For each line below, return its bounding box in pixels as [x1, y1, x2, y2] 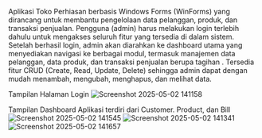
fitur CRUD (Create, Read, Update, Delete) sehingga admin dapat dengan [8, 66, 248, 75]
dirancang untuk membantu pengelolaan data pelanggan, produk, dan [8, 15, 238, 25]
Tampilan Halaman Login [8, 90, 89, 98]
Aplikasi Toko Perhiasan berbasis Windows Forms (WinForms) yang [8, 7, 231, 16]
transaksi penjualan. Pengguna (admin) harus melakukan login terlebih [8, 24, 240, 33]
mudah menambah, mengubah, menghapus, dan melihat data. [8, 75, 213, 83]
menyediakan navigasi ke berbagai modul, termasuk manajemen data [8, 49, 236, 58]
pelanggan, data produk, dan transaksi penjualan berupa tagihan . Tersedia [8, 57, 255, 67]
